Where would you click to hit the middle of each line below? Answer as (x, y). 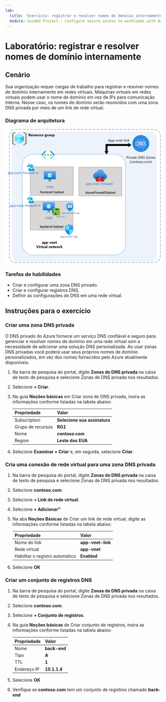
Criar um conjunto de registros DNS (49, 580)
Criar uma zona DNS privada (40, 325)
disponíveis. (17, 362)
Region (22, 441)
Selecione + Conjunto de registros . (48, 615)
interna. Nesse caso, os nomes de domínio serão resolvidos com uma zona (82, 103)
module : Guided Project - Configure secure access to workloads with (83, 21)
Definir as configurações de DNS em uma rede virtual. (67, 295)
